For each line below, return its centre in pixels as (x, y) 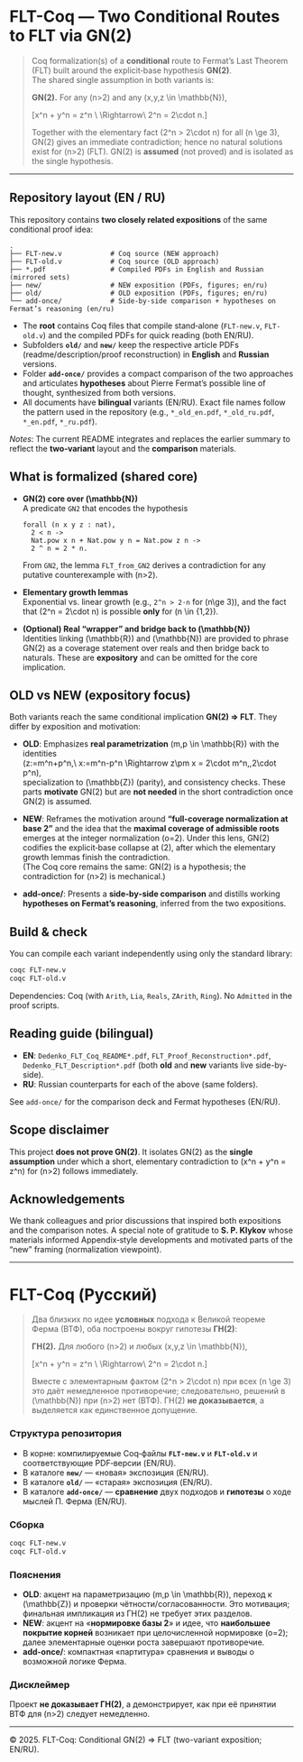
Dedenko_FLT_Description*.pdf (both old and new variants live (138, 1065)
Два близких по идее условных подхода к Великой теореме (148, 1319)
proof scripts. (35, 1005)
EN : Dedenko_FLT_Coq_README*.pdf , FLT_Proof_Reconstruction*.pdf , (147, 1055)
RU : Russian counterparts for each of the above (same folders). (140, 1084)
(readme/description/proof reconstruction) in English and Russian (146, 354)
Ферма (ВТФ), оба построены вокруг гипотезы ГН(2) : (134, 1329)
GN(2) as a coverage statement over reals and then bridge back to (146, 647)
